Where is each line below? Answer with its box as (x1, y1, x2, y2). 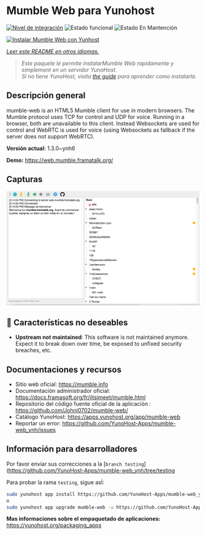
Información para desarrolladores (6, 444, 138, 454)
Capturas (6, 174, 43, 184)
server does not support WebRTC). (6, 132, 95, 140)
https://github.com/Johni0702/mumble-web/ (15, 406, 129, 414)
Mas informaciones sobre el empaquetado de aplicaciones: (6, 515, 161, 523)
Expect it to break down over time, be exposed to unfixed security (15, 340, 182, 347)
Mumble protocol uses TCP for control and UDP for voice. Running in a (6, 113, 185, 120)
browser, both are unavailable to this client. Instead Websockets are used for (6, 120, 200, 127)
